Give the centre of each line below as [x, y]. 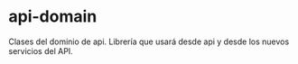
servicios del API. [41, 50]
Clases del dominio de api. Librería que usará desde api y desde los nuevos [149, 41]
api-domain [53, 17]
